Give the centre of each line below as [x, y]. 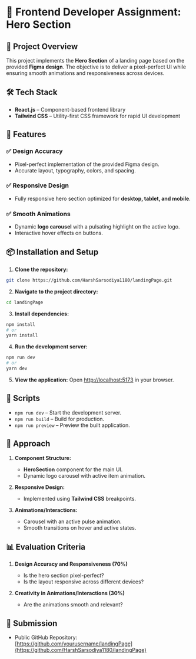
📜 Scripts [23, 398]
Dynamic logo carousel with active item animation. [84, 475]
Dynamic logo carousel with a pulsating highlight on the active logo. [97, 227]
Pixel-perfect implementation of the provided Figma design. [87, 164]
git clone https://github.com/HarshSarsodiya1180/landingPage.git [89, 280]
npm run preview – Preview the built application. [72, 425]
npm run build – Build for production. [59, 419]
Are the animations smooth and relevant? [73, 605]
